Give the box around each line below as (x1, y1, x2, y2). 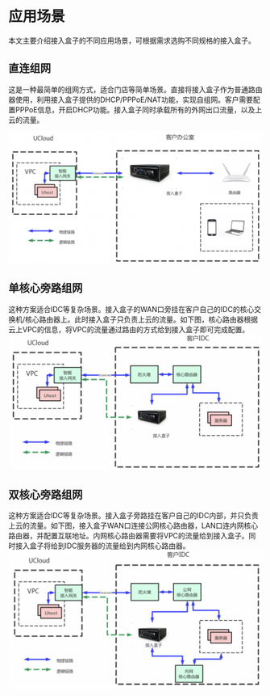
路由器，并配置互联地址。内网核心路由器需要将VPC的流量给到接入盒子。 (8, 531, 249, 541)
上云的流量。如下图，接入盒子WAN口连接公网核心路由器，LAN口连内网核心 (8, 521, 259, 530)
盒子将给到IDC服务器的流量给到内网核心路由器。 (29, 541, 191, 550)
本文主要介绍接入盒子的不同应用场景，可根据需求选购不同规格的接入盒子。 (8, 36, 255, 45)
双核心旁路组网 (8, 488, 83, 502)
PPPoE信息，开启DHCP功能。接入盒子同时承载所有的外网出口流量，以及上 (15, 104, 263, 114)
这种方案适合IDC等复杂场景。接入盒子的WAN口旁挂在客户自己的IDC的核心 (8, 304, 255, 314)
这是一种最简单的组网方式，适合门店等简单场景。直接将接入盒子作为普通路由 (8, 84, 263, 94)
